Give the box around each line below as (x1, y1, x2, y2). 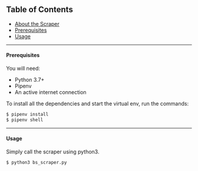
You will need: (6, 65, 40, 72)
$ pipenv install (6, 112, 49, 118)
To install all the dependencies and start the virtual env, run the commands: (6, 100, 189, 108)
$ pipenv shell (6, 117, 44, 123)
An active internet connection (14, 89, 87, 96)
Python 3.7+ (14, 76, 45, 83)
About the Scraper (14, 20, 60, 27)
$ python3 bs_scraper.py (6, 159, 67, 165)
